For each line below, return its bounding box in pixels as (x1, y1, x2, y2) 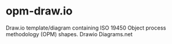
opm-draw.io (6, 4, 73, 18)
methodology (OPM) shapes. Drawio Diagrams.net (6, 30, 133, 37)
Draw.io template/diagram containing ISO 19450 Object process (6, 24, 166, 31)
